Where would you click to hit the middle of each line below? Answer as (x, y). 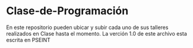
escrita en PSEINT (28, 40)
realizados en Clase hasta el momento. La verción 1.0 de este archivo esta (96, 33)
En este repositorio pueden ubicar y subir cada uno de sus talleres (87, 27)
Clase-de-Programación (67, 11)
